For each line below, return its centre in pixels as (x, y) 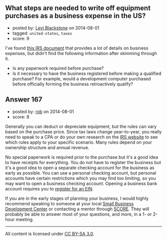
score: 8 (21, 117)
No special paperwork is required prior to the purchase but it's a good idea (82, 157)
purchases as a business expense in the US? (76, 16)
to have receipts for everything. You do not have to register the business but (83, 162)
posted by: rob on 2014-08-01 (43, 112)
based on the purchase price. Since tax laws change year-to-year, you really (83, 131)
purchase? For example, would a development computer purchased (82, 78)
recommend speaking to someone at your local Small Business (70, 203)
